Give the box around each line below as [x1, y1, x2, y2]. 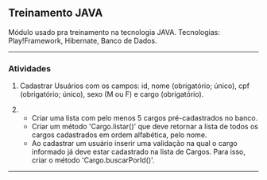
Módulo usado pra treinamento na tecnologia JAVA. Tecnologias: [8, 27, 220, 36]
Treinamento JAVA [8, 6, 103, 20]
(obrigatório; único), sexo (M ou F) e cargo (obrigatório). [19, 90, 204, 99]
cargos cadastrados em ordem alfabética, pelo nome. [31, 130, 207, 140]
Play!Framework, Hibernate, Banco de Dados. [8, 36, 157, 45]
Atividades [8, 63, 52, 74]
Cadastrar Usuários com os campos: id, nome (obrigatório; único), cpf [19, 81, 250, 90]
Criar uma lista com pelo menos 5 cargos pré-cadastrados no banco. [31, 113, 258, 123]
